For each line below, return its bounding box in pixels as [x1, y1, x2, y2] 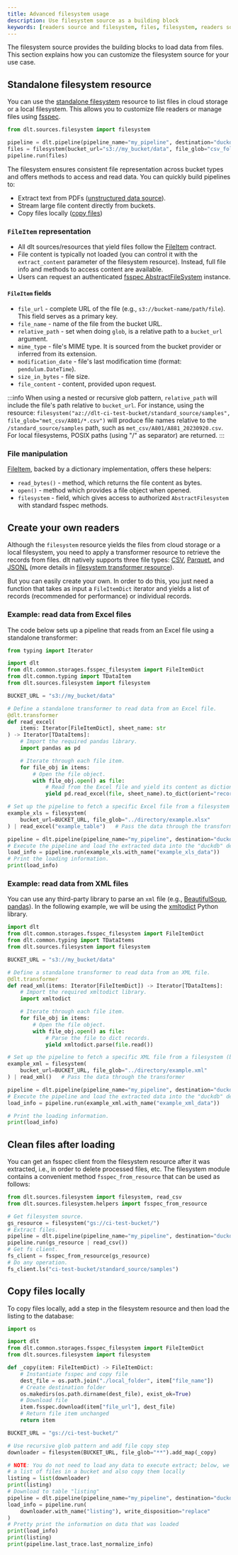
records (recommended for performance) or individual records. [7, 592, 192, 601]
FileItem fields [7, 288, 52, 298]
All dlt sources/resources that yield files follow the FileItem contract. [17, 242, 217, 251]
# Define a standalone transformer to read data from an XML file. [7, 968, 211, 976]
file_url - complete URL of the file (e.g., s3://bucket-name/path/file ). [17, 305, 225, 313]
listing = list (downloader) [7, 1475, 91, 1482]
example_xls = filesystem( [7, 810, 87, 817]
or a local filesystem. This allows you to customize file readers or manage [7, 105, 222, 113]
